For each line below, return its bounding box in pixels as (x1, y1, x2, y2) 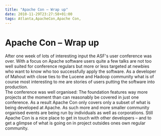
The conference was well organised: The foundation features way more (5, 89, 148, 95)
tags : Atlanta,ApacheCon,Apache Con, (5, 16, 81, 21)
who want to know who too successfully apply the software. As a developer (5, 68, 157, 74)
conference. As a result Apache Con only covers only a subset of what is (5, 100, 151, 105)
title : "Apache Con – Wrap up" (5, 7, 68, 12)
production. (5, 84, 28, 90)
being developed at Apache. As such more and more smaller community (5, 105, 149, 111)
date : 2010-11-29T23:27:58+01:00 (5, 12, 73, 17)
